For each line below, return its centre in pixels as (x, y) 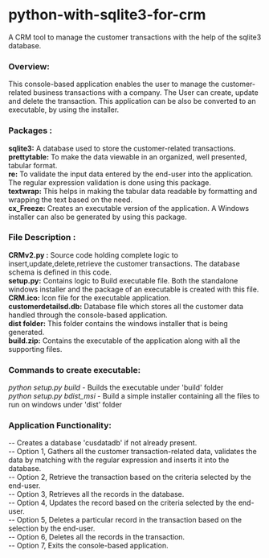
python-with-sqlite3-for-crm (107, 15)
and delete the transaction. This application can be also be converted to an (132, 101)
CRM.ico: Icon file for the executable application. (90, 298)
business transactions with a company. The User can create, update (146, 93)
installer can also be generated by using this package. (98, 217)
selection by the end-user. (52, 528)
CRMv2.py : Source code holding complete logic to (94, 254)
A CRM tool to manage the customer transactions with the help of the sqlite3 (135, 37)
